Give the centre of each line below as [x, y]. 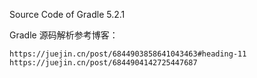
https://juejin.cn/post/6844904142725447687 [103, 63]
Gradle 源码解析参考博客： [64, 35]
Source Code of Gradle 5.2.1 [67, 14]
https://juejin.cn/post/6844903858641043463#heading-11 [128, 54]
